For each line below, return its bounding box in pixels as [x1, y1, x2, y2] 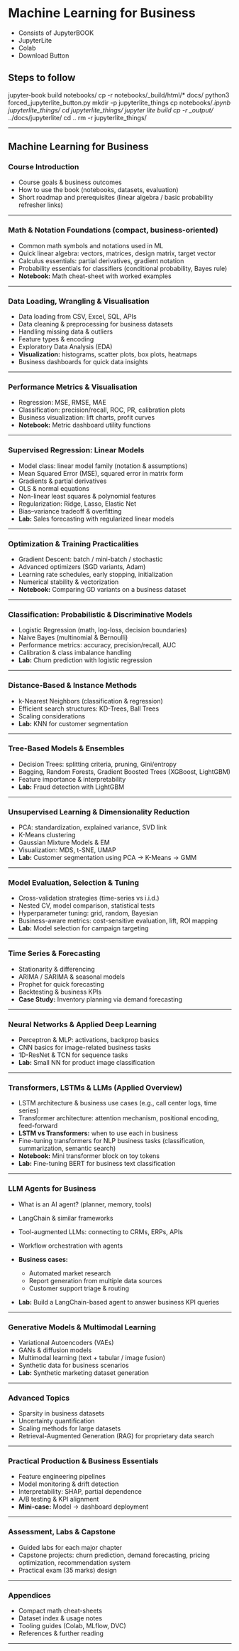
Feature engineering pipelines [18, 1472, 106, 1481]
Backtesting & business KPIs [18, 987, 102, 996]
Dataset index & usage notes [18, 1614, 102, 1623]
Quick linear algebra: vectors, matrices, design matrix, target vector [18, 249, 216, 258]
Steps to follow [8, 72, 76, 84]
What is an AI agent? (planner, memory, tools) [18, 1200, 152, 1209]
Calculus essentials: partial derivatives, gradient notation [18, 256, 184, 265]
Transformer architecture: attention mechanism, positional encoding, [18, 1114, 219, 1122]
